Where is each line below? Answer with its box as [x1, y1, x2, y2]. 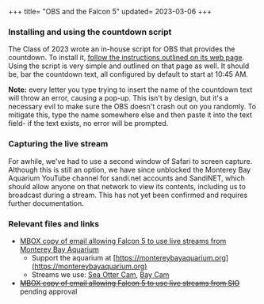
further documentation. [8, 198, 85, 208]
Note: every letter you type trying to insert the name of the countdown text [8, 85, 253, 94]
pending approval [19, 287, 78, 296]
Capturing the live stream [8, 139, 109, 150]
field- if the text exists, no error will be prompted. [8, 119, 169, 128]
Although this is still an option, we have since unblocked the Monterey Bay [8, 165, 251, 174]
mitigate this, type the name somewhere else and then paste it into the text [8, 110, 252, 120]
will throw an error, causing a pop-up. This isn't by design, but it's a [8, 93, 228, 103]
